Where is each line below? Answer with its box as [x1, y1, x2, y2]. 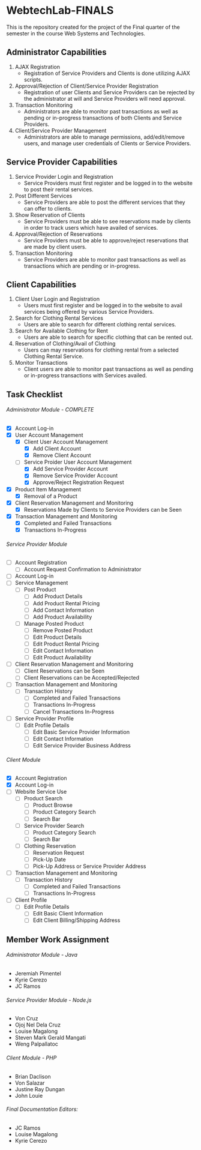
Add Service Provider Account [32, 466, 108, 473]
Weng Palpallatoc [14, 1040, 59, 1047]
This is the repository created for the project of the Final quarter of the [6, 23, 180, 31]
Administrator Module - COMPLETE [6, 406, 94, 413]
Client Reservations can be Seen [23, 667, 105, 675]
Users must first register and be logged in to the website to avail [23, 302, 183, 309]
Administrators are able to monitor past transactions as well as [23, 107, 178, 115]
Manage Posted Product [23, 620, 84, 627]
